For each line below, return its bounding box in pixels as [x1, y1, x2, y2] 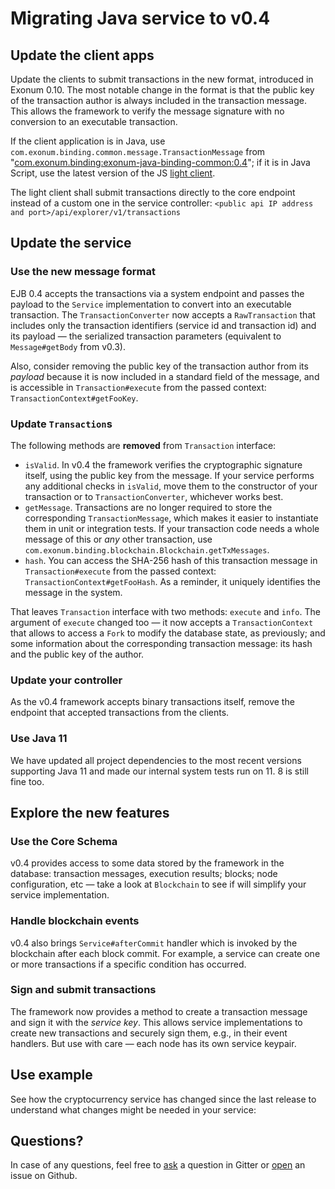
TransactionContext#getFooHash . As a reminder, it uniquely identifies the [24, 575, 321, 587]
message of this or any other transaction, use [24, 533, 213, 545]
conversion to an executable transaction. [10, 116, 178, 127]
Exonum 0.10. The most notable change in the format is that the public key [10, 84, 315, 96]
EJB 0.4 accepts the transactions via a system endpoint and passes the [10, 287, 305, 299]
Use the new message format [10, 265, 156, 279]
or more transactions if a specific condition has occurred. [10, 958, 247, 970]
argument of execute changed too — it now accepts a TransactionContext [10, 616, 314, 628]
